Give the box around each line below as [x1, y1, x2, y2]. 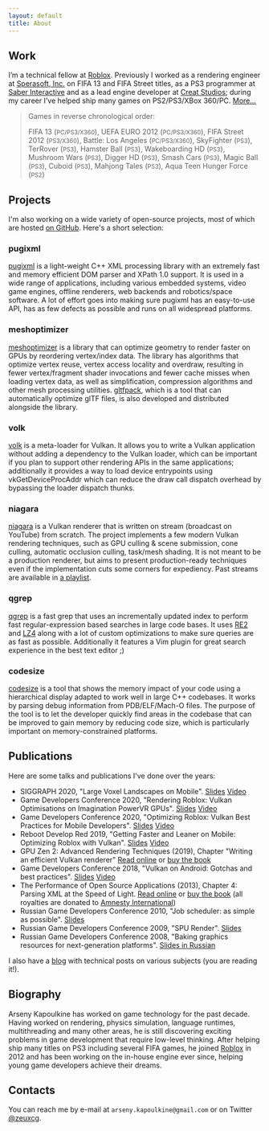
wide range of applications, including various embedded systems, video [8, 278, 247, 288]
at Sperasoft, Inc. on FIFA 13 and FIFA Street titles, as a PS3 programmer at [8, 79, 255, 88]
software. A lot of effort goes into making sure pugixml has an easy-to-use [8, 295, 255, 305]
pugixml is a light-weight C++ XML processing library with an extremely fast [8, 261, 260, 271]
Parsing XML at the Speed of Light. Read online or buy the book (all [19, 889, 243, 899]
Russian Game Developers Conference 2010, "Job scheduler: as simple [19, 906, 255, 916]
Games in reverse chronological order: [27, 112, 155, 121]
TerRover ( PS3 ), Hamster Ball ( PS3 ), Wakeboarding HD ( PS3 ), [27, 144, 226, 154]
